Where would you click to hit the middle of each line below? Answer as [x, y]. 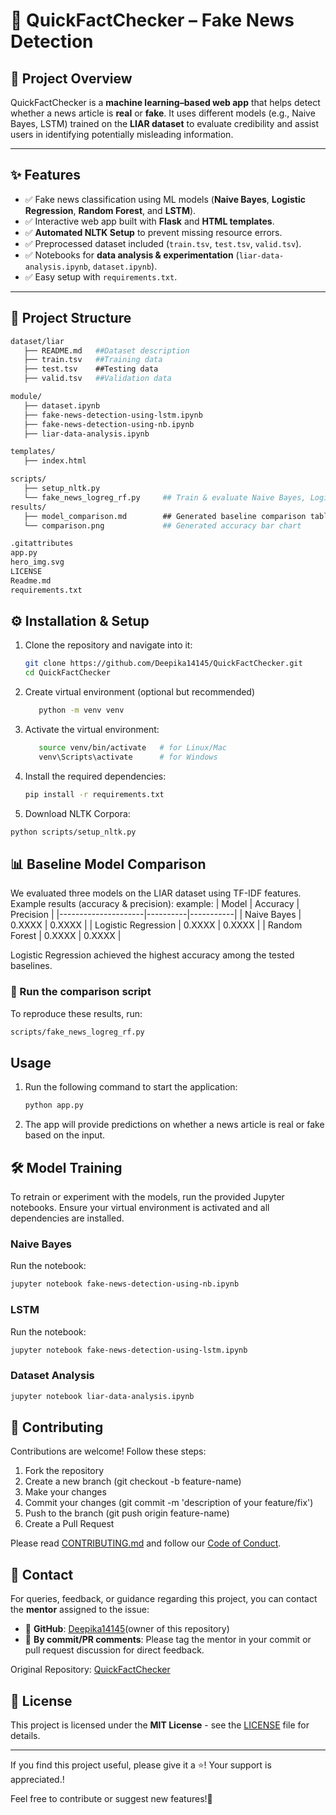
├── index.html [55, 461]
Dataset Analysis [52, 1376]
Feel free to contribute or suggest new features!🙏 [111, 1798]
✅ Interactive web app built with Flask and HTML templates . [149, 221]
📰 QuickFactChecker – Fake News [152, 20]
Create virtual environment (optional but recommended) [140, 692]
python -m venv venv [81, 710]
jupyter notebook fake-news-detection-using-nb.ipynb [125, 1284]
